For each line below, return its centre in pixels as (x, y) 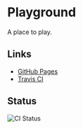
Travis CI (30, 79)
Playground (41, 12)
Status (22, 101)
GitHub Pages (38, 71)
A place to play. (30, 32)
